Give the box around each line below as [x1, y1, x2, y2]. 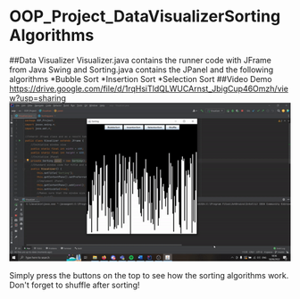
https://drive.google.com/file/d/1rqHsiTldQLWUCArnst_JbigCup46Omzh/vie [9, 83, 288, 94]
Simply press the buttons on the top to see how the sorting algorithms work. [9, 270, 289, 280]
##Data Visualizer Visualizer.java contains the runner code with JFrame [9, 54, 272, 65]
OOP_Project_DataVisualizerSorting [9, 6, 281, 27]
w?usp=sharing [9, 92, 67, 104]
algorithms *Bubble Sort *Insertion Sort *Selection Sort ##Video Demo [9, 73, 272, 84]
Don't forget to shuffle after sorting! [9, 279, 140, 290]
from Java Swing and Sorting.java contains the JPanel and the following [9, 64, 274, 75]
